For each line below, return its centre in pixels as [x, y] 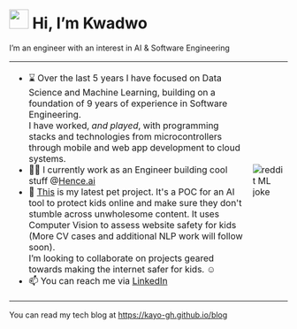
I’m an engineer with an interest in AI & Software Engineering [119, 48]
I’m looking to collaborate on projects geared [122, 258]
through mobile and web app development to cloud [134, 148]
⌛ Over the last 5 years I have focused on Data [126, 78]
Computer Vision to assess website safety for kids [133, 225]
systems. [47, 158]
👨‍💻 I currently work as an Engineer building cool [128, 170]
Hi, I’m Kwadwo [90, 23]
